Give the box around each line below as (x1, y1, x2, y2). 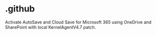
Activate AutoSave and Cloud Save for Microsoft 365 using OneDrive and (5, 19, 152, 25)
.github (5, 3, 35, 14)
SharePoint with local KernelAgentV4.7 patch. (5, 24, 96, 30)
